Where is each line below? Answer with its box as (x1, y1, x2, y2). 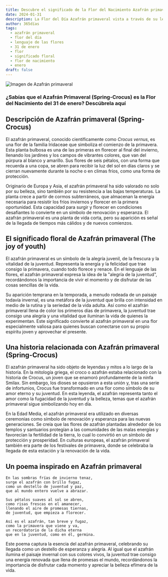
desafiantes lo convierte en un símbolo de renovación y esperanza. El (5, 209, 149, 215)
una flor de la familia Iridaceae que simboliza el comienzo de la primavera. (5, 142, 158, 147)
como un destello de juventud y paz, (5, 484, 84, 489)
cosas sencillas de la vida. (5, 282, 59, 288)
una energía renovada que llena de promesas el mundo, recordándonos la (5, 557, 158, 563)
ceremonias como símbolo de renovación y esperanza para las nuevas (5, 416, 151, 422)
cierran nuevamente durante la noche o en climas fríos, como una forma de (5, 168, 161, 174)
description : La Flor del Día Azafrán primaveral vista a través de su (5, 16, 158, 21)
